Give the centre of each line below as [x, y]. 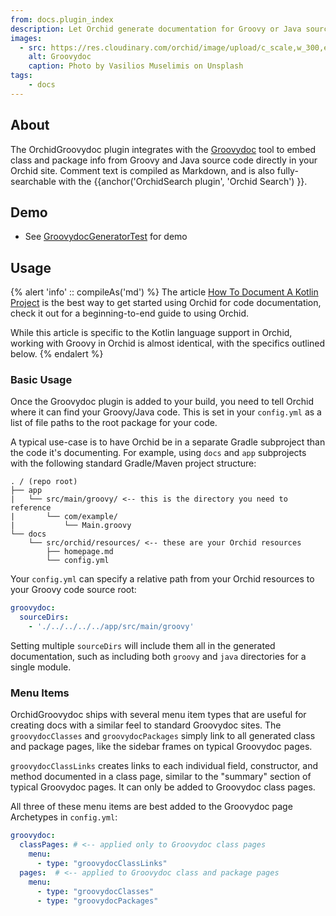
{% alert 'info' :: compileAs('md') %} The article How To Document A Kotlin [164, 292]
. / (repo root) [44, 482]
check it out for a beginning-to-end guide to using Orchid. [130, 313]
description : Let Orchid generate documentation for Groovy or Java [156, 29]
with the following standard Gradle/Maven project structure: [133, 463]
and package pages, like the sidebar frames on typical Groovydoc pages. [161, 747]
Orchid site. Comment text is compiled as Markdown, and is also [142, 170]
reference [31, 508]
